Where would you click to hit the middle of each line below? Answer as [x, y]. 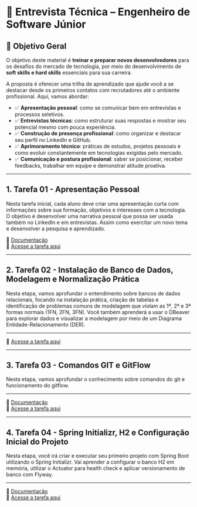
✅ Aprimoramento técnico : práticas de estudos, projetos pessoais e [97, 146]
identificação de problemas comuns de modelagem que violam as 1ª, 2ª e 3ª [98, 306]
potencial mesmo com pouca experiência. [65, 127]
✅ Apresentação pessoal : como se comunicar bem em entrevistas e [98, 108]
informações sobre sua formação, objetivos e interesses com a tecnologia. [96, 210]
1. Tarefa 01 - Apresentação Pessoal [73, 190]
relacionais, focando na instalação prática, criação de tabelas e [82, 300]
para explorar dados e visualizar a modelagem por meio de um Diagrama [94, 318]
